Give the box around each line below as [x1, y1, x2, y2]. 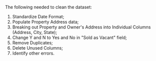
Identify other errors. [12, 50, 55, 56]
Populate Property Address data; [12, 19, 79, 25]
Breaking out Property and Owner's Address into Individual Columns [12, 24, 151, 30]
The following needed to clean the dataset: [5, 4, 92, 10]
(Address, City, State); [12, 30, 58, 35]
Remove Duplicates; [12, 40, 53, 46]
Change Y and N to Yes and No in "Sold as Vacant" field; [12, 34, 127, 40]
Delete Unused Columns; [12, 45, 63, 51]
